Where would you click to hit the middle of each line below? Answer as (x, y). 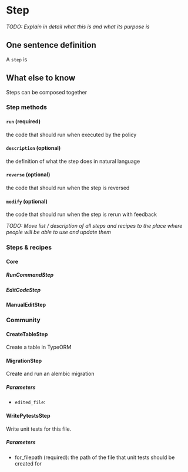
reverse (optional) (28, 175)
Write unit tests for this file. (39, 429)
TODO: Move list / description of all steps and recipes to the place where (94, 226)
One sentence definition (51, 45)
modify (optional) (27, 201)
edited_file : (30, 402)
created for (28, 463)
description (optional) (33, 148)
